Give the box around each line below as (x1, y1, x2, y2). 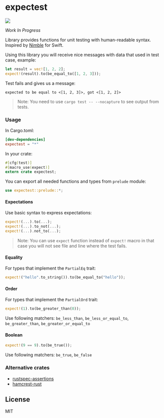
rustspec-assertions (12, 375, 54, 381)
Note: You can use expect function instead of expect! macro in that (17, 238, 155, 244)
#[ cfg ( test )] (5, 160, 32, 165)
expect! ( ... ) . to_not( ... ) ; (5, 224, 61, 229)
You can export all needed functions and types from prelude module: (5, 178, 147, 185)
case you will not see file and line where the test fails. (17, 243, 127, 249)
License (5, 395, 30, 404)
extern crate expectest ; (5, 169, 57, 175)
